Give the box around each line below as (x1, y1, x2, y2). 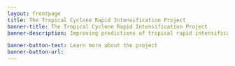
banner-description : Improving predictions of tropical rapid (7, 29, 192, 37)
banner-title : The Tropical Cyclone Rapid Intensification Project (7, 23, 208, 30)
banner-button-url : (7, 49, 64, 56)
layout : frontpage (7, 10, 61, 17)
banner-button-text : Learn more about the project (7, 42, 158, 49)
